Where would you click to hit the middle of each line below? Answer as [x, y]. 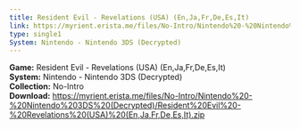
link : [19, 26]
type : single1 [36, 34]
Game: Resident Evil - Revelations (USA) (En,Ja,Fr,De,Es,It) [117, 68]
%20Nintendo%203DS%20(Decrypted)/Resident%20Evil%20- [125, 105]
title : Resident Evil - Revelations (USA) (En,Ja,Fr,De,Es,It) [129, 17]
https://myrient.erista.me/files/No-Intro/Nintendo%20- [152, 96]
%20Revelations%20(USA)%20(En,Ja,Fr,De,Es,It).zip [107, 115]
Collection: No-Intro [47, 86]
